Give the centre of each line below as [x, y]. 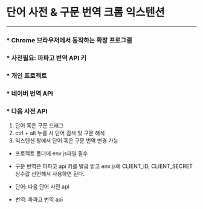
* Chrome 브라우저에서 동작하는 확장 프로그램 [69, 40]
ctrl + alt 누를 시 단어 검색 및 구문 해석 [60, 133]
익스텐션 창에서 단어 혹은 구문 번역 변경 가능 [67, 140]
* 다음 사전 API [27, 111]
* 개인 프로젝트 [27, 76]
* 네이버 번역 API [30, 93]
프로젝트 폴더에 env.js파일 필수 [51, 153]
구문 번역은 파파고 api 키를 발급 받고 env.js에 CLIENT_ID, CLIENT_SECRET [104, 166]
